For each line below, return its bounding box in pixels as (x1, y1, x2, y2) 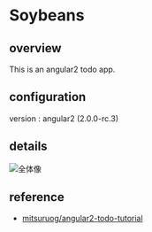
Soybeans (9, 5, 85, 26)
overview (9, 41, 62, 56)
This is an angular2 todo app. (9, 64, 116, 74)
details (9, 139, 48, 154)
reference (9, 189, 65, 205)
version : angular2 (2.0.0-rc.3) (9, 112, 119, 124)
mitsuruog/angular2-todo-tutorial (21, 213, 143, 224)
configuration (9, 89, 87, 104)
